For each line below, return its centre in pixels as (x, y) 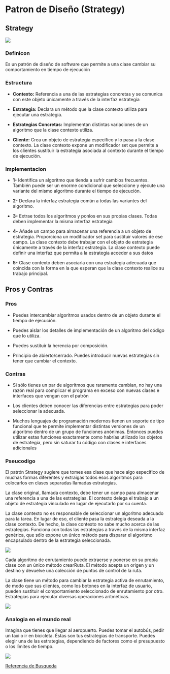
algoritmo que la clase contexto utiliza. (53, 130)
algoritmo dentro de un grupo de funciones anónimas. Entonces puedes (88, 432)
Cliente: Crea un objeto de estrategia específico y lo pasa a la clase (83, 140)
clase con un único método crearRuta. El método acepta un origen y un (80, 565)
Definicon (18, 53)
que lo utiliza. (27, 335)
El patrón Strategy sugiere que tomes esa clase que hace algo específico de (85, 472)
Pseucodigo (20, 461)
